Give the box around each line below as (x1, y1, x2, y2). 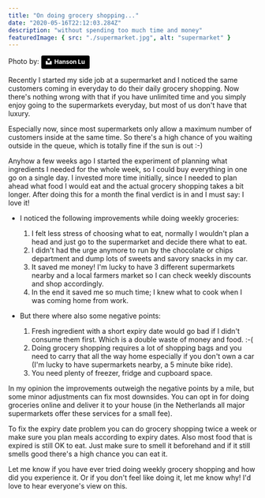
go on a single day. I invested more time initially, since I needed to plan (8, 173, 237, 182)
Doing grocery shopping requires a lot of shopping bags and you (31, 343, 242, 352)
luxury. (8, 108, 31, 118)
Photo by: (8, 57, 39, 66)
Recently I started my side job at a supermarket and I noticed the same (8, 75, 238, 84)
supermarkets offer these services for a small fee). (8, 408, 173, 418)
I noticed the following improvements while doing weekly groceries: (19, 213, 239, 223)
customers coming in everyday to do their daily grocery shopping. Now (8, 84, 240, 93)
